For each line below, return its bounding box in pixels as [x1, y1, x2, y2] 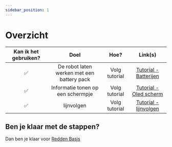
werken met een [55, 69, 95, 77]
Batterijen [136, 72, 160, 80]
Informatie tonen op [51, 84, 99, 91]
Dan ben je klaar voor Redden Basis [5, 136, 80, 142]
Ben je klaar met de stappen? [5, 122, 100, 131]
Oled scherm [132, 90, 163, 97]
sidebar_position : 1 [5, 7, 50, 13]
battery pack [59, 76, 91, 83]
